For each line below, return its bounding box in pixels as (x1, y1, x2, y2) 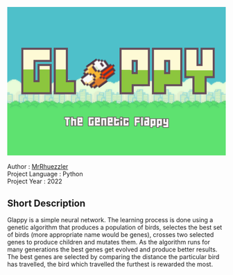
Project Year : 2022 (7, 177, 62, 185)
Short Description (7, 197, 86, 209)
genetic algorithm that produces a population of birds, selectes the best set (7, 223, 223, 232)
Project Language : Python (7, 170, 83, 178)
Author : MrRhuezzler (7, 162, 69, 171)
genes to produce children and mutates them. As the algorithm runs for (7, 238, 210, 247)
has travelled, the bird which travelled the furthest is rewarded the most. (7, 260, 214, 269)
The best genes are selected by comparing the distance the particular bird (7, 253, 220, 261)
